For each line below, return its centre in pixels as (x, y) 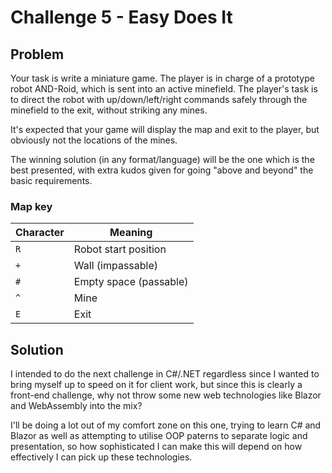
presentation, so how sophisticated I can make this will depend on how (156, 447)
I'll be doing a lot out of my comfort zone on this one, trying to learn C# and (166, 425)
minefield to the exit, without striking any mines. (109, 110)
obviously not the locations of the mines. (94, 140)
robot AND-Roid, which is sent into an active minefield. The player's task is (164, 89)
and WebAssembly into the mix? (76, 406)
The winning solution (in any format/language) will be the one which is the (162, 159)
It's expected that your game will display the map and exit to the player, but (165, 129)
